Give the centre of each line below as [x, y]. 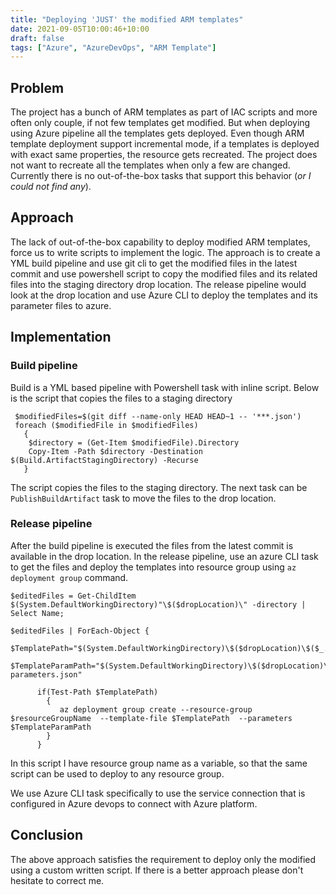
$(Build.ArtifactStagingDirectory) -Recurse [104, 460]
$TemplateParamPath [51, 727]
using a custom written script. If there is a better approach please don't [157, 870]
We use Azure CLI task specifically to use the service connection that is [158, 793]
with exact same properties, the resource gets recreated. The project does [164, 155]
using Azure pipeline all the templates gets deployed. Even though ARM [157, 133]
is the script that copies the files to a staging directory [121, 398]
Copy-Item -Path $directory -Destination [115, 451]
